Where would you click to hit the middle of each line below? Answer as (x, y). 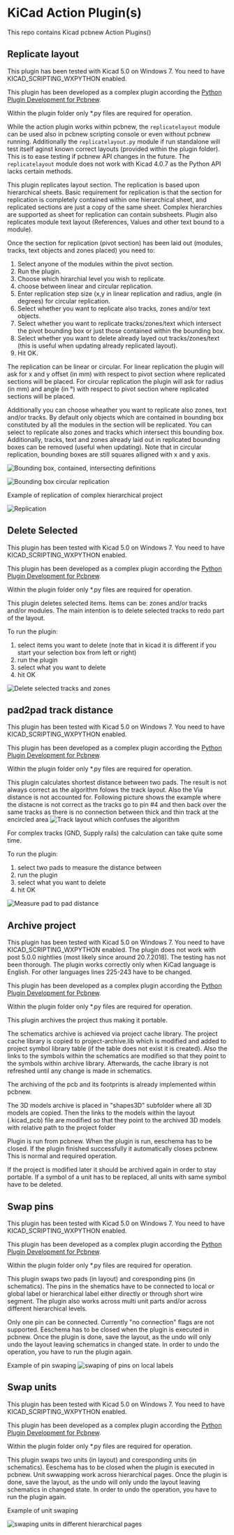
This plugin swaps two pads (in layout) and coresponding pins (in (101, 1279)
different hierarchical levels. (47, 1308)
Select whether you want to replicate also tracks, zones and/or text (114, 308)
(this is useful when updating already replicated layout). (97, 345)
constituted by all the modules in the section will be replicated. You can (109, 424)
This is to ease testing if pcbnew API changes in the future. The (98, 156)
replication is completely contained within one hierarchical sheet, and (107, 199)
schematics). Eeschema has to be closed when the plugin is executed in (111, 1467)
